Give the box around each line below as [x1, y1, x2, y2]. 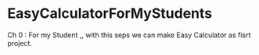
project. [7, 38, 33, 47]
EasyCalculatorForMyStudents [7, 5, 213, 22]
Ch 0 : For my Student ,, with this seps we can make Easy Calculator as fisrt [7, 30, 251, 40]
